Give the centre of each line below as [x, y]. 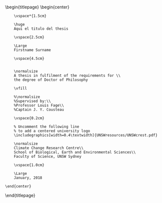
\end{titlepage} [20, 195]
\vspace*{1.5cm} [30, 16]
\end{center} [18, 186]
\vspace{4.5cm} [29, 58]
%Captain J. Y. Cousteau [39, 110]
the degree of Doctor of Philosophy [51, 80]
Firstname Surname [32, 50]
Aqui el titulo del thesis [41, 29]
